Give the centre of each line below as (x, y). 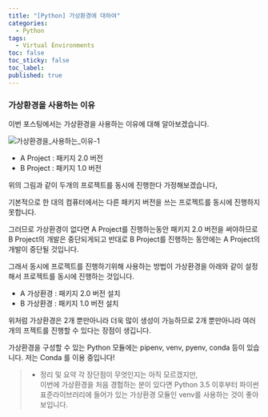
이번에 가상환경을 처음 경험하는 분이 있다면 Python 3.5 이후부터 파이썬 (149, 384)
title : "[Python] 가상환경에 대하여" (64, 16)
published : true (35, 75)
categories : (28, 23)
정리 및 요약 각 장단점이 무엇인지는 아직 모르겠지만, (119, 374)
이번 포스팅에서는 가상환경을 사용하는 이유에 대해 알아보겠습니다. (109, 123)
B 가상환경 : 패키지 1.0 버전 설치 (69, 303)
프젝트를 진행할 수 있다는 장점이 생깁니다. (87, 330)
